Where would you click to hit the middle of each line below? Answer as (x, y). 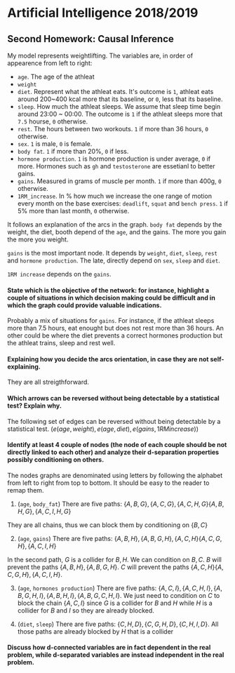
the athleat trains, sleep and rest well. (61, 343)
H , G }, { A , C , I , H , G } (44, 511)
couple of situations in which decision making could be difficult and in (111, 298)
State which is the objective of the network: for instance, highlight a (108, 290)
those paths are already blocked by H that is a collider (95, 631)
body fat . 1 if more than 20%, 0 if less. (73, 151)
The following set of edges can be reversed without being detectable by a (114, 421)
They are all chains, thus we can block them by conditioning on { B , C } (108, 525)
